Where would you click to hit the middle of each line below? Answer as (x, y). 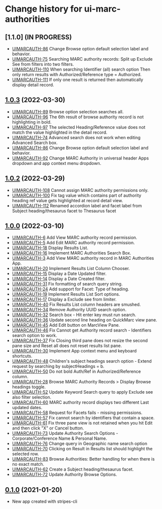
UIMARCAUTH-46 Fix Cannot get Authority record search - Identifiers (81, 330)
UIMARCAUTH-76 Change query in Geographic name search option (80, 444)
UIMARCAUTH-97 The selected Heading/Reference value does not (79, 127)
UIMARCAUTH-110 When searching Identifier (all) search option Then (81, 69)
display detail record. (33, 85)
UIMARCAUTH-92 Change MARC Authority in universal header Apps (80, 158)
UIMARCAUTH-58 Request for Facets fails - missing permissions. (77, 413)
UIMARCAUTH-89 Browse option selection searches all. (68, 111)
